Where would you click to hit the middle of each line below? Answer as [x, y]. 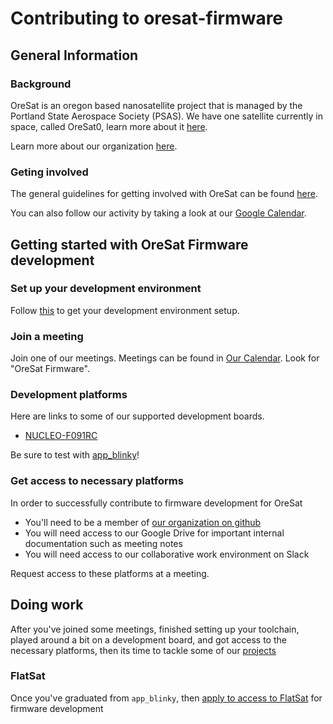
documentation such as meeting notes [103, 543]
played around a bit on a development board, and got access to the [148, 639]
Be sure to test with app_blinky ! [75, 455]
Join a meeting [47, 336]
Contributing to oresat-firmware [147, 18]
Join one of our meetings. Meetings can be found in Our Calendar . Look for [165, 358]
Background [41, 84]
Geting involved [49, 172]
